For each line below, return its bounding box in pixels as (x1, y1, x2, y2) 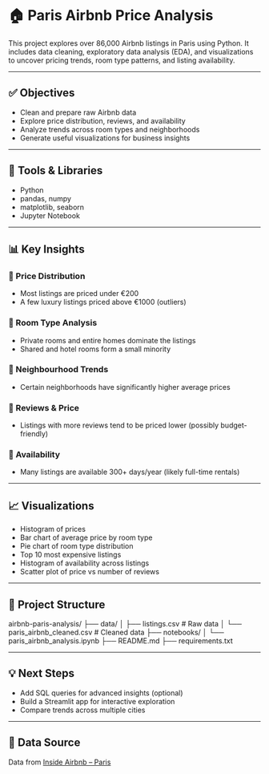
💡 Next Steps (8, 667, 74, 680)
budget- (220, 420, 247, 430)
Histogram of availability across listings (19, 558, 150, 568)
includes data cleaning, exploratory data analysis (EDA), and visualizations (8, 47, 254, 56)
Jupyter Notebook (19, 210, 80, 221)
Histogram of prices (19, 525, 86, 534)
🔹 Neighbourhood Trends (8, 364, 109, 375)
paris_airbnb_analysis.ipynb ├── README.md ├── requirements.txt (8, 636, 234, 646)
